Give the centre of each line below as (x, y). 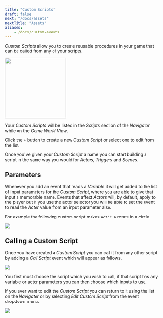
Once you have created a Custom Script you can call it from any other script (81, 252)
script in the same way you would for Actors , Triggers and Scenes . (72, 160)
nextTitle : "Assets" (26, 23)
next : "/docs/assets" (27, 18)
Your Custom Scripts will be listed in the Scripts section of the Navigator (77, 125)
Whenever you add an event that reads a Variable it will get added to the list (81, 186)
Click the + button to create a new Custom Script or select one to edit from (80, 140)
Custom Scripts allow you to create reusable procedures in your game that (80, 46)
